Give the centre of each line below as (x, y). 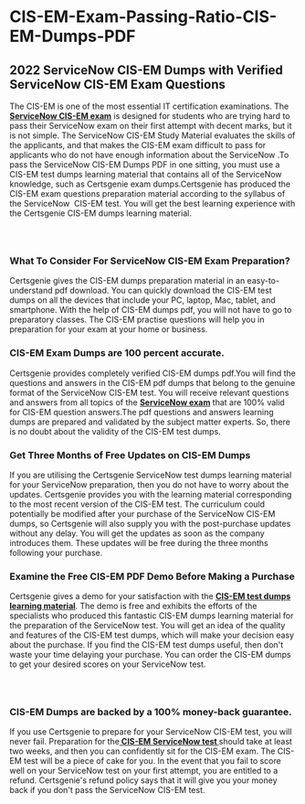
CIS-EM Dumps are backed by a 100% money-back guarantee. (151, 713)
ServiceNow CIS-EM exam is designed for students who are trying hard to (150, 116)
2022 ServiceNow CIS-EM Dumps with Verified (146, 70)
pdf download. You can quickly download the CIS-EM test (163, 291)
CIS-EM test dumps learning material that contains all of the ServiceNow (146, 174)
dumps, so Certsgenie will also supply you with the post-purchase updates (150, 523)
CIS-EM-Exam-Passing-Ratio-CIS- (143, 17)
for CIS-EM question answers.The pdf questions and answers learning (142, 412)
